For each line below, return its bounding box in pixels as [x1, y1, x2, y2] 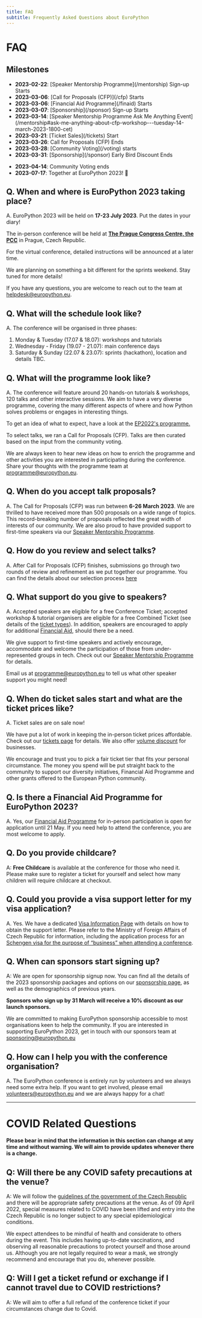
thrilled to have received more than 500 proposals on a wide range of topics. [6, 508, 196, 516]
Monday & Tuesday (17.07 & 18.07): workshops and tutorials [14, 336, 162, 344]
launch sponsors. [6, 1003, 51, 1011]
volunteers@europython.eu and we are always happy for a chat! [6, 1090, 165, 1098]
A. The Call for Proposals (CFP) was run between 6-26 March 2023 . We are [6, 502, 195, 510]
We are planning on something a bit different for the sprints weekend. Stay [6, 266, 191, 274]
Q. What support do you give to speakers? [6, 592, 167, 602]
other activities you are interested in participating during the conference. [6, 456, 186, 463]
